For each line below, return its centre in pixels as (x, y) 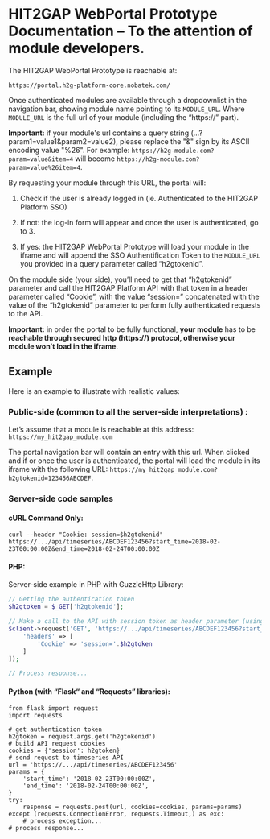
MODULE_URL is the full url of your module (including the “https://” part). (124, 117)
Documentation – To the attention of (131, 31)
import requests (35, 716)
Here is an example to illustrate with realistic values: (94, 391)
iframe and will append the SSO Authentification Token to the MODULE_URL (140, 255)
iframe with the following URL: (58, 469)
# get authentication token (55, 729)
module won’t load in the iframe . (63, 346)
